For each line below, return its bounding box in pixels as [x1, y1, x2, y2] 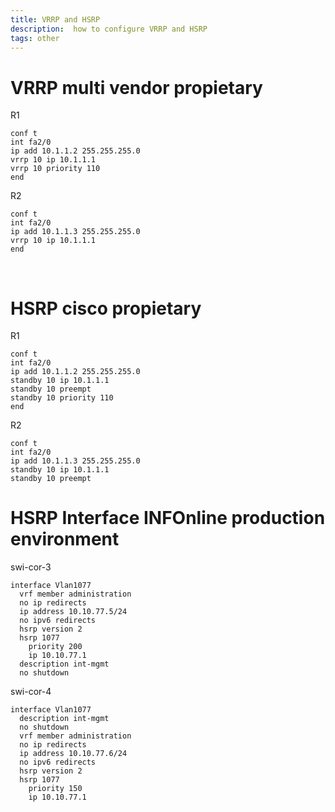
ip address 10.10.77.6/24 [19, 749, 128, 759]
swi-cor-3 [10, 561, 52, 573]
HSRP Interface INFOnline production [10, 507, 326, 530]
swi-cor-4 [10, 686, 52, 698]
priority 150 [28, 784, 83, 794]
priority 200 [28, 642, 83, 652]
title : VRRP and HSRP [10, 14, 101, 25]
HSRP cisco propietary [10, 297, 202, 320]
